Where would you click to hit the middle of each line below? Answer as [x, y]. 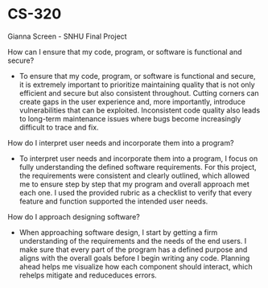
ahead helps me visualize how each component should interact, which [136, 266]
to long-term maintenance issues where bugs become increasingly [130, 118]
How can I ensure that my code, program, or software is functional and [125, 51]
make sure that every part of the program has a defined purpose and [133, 249]
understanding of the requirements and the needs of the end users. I [133, 241]
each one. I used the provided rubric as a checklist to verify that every [136, 192]
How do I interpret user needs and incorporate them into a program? [121, 142]
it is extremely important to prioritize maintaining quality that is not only [137, 84]
